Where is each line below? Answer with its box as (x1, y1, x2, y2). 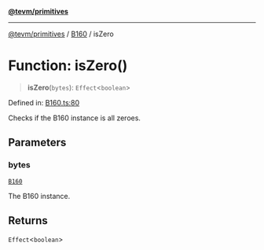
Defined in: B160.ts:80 (8, 97, 80, 107)
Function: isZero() (8, 57, 128, 75)
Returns (8, 214, 49, 227)
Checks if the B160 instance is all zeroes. (8, 113, 141, 123)
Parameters (8, 136, 67, 149)
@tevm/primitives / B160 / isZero (8, 29, 114, 39)
